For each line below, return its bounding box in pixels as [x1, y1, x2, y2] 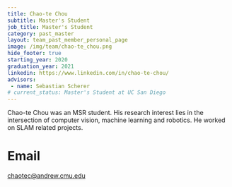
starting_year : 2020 [7, 56, 69, 64]
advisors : [7, 76, 37, 83]
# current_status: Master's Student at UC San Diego [7, 89, 166, 96]
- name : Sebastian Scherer [10, 83, 91, 90]
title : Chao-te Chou [7, 10, 69, 18]
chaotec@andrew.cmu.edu [7, 171, 86, 180]
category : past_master [7, 30, 74, 37]
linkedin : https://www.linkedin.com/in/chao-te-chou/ [7, 69, 170, 76]
